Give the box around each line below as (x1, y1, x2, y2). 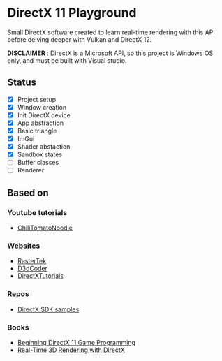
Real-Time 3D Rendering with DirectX (17, 346, 126, 354)
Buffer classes (17, 159, 59, 167)
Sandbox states (17, 150, 63, 159)
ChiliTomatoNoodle (17, 223, 73, 232)
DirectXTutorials (17, 272, 64, 280)
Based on (7, 186, 49, 198)
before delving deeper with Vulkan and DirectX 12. (7, 35, 152, 43)
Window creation (17, 103, 67, 111)
